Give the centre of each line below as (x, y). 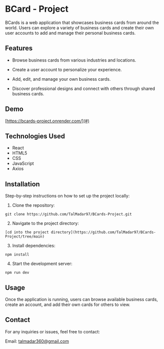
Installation (22, 184)
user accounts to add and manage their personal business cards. (70, 33)
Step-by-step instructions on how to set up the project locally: (67, 196)
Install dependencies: (34, 246)
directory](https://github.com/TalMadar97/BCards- (103, 232)
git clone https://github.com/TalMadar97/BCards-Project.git (69, 214)
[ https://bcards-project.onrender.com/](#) (47, 121)
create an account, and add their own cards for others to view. (68, 305)
